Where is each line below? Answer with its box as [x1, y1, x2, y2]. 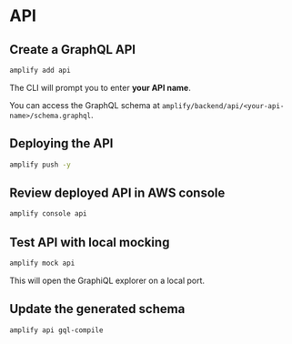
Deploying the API [9, 136, 114, 151]
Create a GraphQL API [9, 42, 136, 57]
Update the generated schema [9, 301, 186, 317]
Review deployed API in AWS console [9, 185, 226, 200]
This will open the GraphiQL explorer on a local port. [9, 275, 206, 286]
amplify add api [9, 66, 71, 75]
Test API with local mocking [9, 234, 170, 250]
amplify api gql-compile [9, 325, 104, 335]
